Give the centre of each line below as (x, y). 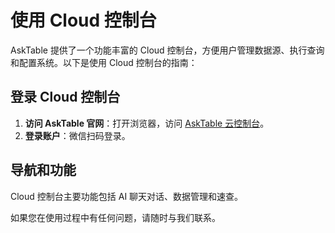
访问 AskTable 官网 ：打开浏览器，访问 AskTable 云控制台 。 (147, 123)
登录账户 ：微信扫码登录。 (77, 135)
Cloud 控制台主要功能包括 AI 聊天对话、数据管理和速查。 (127, 196)
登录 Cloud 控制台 (65, 97)
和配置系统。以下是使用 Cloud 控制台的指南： (104, 62)
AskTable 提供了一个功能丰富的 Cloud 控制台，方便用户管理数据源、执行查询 (167, 50)
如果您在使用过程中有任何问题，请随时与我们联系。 (115, 217)
